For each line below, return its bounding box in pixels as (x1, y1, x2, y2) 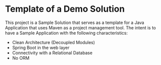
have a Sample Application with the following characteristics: (5, 30, 128, 36)
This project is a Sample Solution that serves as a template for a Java (5, 20, 144, 25)
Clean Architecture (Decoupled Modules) (12, 39, 95, 45)
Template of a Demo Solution (5, 3, 125, 15)
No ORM (12, 55, 30, 61)
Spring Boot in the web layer (12, 44, 69, 50)
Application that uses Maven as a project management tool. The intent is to (5, 24, 156, 30)
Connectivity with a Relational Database (12, 50, 93, 56)
